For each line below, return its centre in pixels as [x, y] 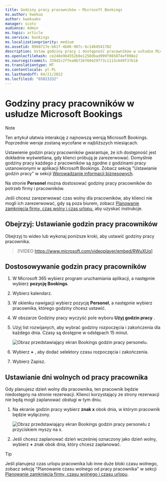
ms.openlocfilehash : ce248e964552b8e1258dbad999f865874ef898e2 [72, 56]
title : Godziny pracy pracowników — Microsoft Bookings [64, 10]
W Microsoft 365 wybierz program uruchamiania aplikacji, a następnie [83, 278]
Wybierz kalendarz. [32, 293]
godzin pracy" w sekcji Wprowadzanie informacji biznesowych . [70, 173]
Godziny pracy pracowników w [70, 103]
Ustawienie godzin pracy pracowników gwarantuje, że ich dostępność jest [81, 152]
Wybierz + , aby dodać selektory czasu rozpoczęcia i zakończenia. [80, 352]
